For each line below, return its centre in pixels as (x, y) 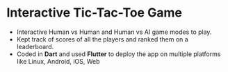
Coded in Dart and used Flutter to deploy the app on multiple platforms (119, 54)
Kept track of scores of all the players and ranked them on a (102, 39)
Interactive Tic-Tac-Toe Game (94, 13)
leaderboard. (35, 46)
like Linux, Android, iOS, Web (58, 61)
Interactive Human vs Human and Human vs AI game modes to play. (114, 32)
